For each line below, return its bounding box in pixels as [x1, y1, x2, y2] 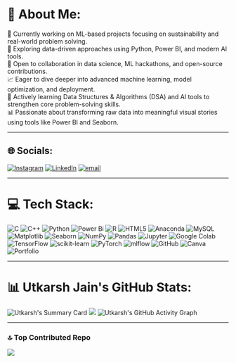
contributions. [7, 67, 48, 75]
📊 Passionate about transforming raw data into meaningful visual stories [7, 108, 218, 116]
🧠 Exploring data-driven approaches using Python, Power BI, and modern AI [7, 44, 228, 53]
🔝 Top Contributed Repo [7, 332, 91, 342]
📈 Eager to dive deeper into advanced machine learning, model [7, 75, 192, 83]
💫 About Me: [7, 6, 81, 23]
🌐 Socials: [7, 145, 53, 157]
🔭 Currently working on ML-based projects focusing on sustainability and [7, 30, 219, 38]
